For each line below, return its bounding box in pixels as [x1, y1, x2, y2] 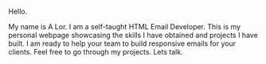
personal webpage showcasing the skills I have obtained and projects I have [8, 31, 259, 40]
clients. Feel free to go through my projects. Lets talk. [8, 47, 183, 56]
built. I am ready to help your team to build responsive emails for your [8, 39, 237, 48]
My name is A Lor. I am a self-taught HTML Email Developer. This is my [8, 22, 241, 31]
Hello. [8, 7, 28, 16]
